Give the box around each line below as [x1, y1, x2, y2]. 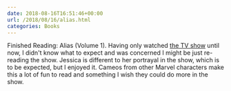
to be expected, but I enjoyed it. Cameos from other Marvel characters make [7, 63, 224, 72]
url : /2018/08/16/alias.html [7, 16, 91, 23]
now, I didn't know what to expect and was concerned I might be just [7, 49, 203, 57]
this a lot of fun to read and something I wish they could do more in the [7, 70, 208, 79]
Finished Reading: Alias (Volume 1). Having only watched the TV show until [7, 42, 219, 50]
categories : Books [7, 23, 60, 29]
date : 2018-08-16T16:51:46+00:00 [7, 10, 103, 17]
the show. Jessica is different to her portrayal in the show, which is [30, 56, 219, 64]
